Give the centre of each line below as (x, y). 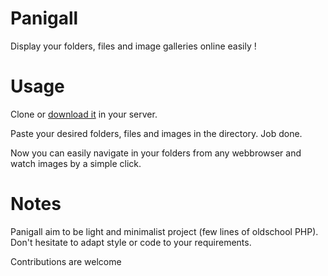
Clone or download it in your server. (84, 114)
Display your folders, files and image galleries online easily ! (133, 46)
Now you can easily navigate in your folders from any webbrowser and (156, 153)
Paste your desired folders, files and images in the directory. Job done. (156, 133)
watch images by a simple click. (76, 163)
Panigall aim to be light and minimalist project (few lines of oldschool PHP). (164, 231)
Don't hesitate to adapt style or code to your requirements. (131, 242)
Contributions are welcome (66, 261)
